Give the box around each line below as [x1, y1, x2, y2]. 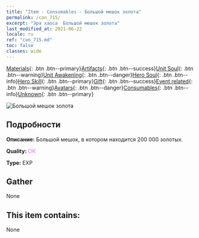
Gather [6, 176, 33, 187]
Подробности [6, 120, 61, 130]
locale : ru [6, 31, 34, 37]
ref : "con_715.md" [6, 37, 52, 43]
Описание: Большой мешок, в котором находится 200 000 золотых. [6, 135, 183, 143]
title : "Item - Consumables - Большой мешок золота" [6, 8, 142, 15]
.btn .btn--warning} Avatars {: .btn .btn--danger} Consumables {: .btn [6, 84, 173, 91]
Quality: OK [6, 147, 36, 155]
